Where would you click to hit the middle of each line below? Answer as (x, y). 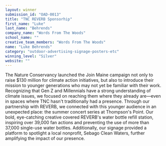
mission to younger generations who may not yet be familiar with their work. (83, 86)
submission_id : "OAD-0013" (33, 14)
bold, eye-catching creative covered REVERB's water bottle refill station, (79, 117)
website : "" (17, 61)
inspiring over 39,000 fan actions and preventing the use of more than (77, 123)
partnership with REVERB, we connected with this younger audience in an (81, 107)
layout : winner (21, 10)
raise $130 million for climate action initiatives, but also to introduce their (80, 80)
